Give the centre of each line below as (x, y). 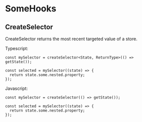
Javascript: (17, 88)
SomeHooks (31, 9)
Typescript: (17, 48)
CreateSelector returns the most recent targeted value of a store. (71, 39)
